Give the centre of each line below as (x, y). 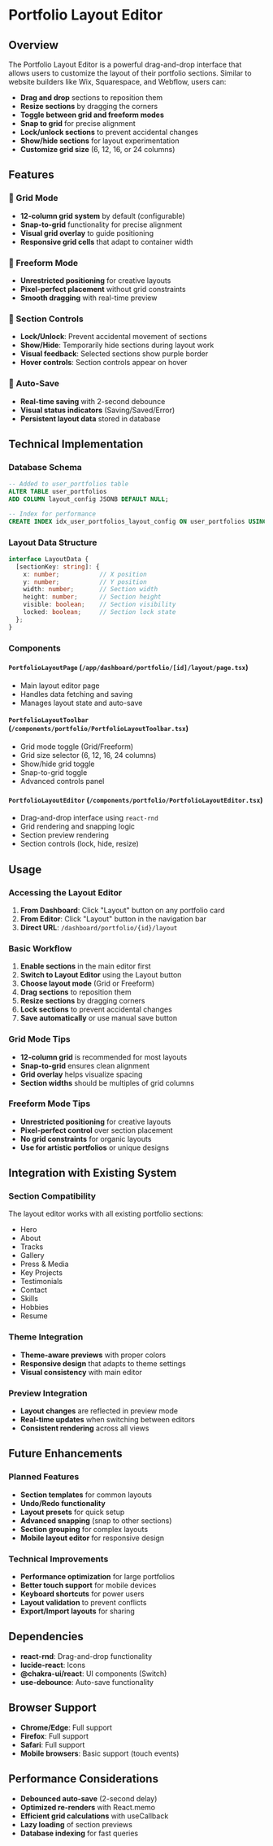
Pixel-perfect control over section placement (96, 1130)
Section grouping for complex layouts (84, 1529)
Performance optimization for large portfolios (97, 1577)
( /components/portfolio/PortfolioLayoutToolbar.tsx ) (99, 729)
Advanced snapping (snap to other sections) (96, 1520)
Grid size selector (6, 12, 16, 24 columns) (88, 755)
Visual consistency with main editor (81, 1372)
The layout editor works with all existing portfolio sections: (106, 1214)
